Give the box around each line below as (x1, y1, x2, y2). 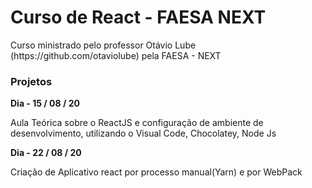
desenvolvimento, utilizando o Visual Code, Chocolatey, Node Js (10, 127, 277, 140)
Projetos (10, 74, 53, 88)
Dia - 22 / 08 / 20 (10, 147, 82, 159)
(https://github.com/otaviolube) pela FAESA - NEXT (10, 49, 222, 61)
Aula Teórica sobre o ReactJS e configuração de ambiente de (10, 117, 264, 129)
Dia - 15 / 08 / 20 (10, 97, 80, 110)
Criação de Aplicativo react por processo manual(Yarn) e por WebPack (10, 166, 303, 178)
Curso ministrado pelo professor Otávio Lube (10, 39, 197, 51)
